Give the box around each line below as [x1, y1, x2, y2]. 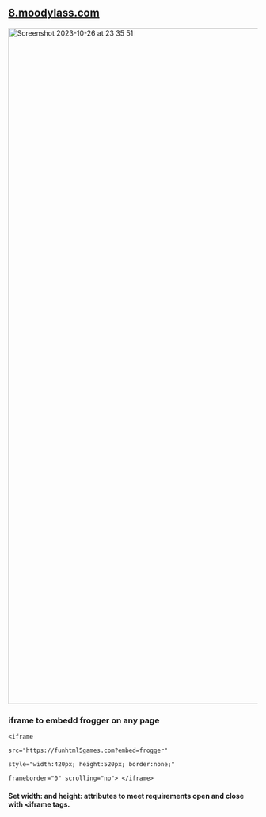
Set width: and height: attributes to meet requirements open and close [8, 791, 244, 800]
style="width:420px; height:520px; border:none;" [8, 761, 176, 769]
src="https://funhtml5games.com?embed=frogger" [8, 746, 169, 755]
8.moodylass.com [8, 6, 101, 20]
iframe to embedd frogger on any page [8, 715, 160, 726]
